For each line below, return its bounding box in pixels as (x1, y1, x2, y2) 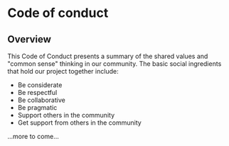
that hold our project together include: (7, 67, 119, 75)
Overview (7, 33, 52, 45)
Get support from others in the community (17, 118, 142, 127)
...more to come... (7, 133, 59, 140)
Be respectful (17, 89, 58, 96)
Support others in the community (17, 111, 115, 119)
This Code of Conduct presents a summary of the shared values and (7, 52, 208, 60)
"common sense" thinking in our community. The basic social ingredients (7, 60, 222, 68)
